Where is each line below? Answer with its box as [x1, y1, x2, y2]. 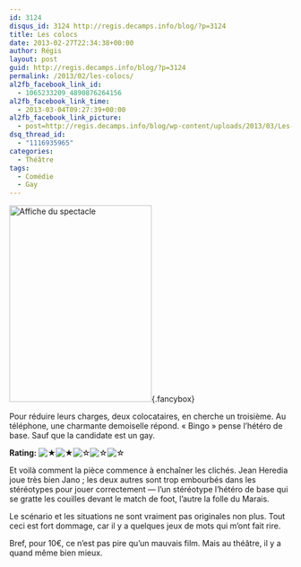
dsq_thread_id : [9, 130, 66, 139]
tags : [9, 164, 30, 173]
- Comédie [17, 172, 54, 181]
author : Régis [9, 47, 63, 56]
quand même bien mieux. [9, 547, 103, 558]
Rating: [9, 447, 38, 458]
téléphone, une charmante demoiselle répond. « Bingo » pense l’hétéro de [9, 421, 283, 431]
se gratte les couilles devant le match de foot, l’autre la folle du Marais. [9, 493, 271, 504]
